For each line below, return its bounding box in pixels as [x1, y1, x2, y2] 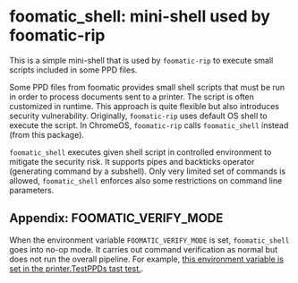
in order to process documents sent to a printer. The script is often [9, 91, 255, 102]
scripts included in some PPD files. [9, 64, 138, 75]
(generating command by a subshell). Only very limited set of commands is [9, 166, 286, 176]
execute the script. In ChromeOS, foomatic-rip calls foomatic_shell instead [9, 119, 289, 131]
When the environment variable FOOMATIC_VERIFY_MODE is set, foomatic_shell [9, 235, 290, 245]
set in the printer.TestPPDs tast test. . [9, 262, 144, 274]
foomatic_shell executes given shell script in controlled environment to [9, 146, 272, 158]
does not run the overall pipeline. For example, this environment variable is [9, 253, 285, 264]
